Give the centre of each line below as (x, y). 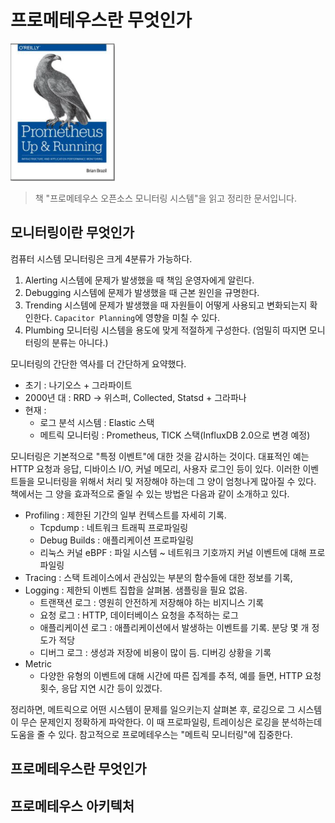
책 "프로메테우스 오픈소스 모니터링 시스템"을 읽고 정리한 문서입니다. (165, 198)
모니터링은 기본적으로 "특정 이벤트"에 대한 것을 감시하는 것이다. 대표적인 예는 (160, 456)
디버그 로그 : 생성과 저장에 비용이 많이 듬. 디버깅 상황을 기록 (155, 652)
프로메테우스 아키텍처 (72, 806)
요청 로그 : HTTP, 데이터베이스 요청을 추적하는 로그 (139, 615)
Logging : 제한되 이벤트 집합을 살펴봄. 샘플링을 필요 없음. (136, 590)
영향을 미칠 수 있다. (182, 317)
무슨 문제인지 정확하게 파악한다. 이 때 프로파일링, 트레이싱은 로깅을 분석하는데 (171, 722)
